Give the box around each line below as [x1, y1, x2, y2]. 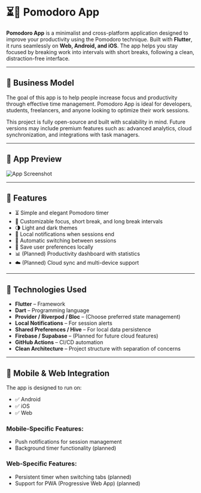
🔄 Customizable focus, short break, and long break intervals [14, 218, 163, 225]
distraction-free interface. [6, 55, 70, 62]
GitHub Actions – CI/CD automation [14, 339, 103, 346]
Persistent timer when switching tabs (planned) [14, 473, 132, 480]
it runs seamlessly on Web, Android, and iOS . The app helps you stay [6, 42, 178, 49]
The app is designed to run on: [6, 384, 82, 391]
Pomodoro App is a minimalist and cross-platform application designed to [6, 29, 188, 37]
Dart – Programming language [14, 307, 90, 314]
